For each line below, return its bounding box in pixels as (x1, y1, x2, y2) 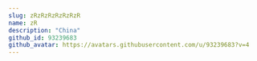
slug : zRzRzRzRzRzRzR (8, 11, 81, 20)
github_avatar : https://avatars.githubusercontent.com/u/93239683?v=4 (8, 41, 250, 49)
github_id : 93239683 (8, 33, 78, 42)
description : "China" (8, 26, 81, 34)
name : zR (8, 19, 38, 27)
